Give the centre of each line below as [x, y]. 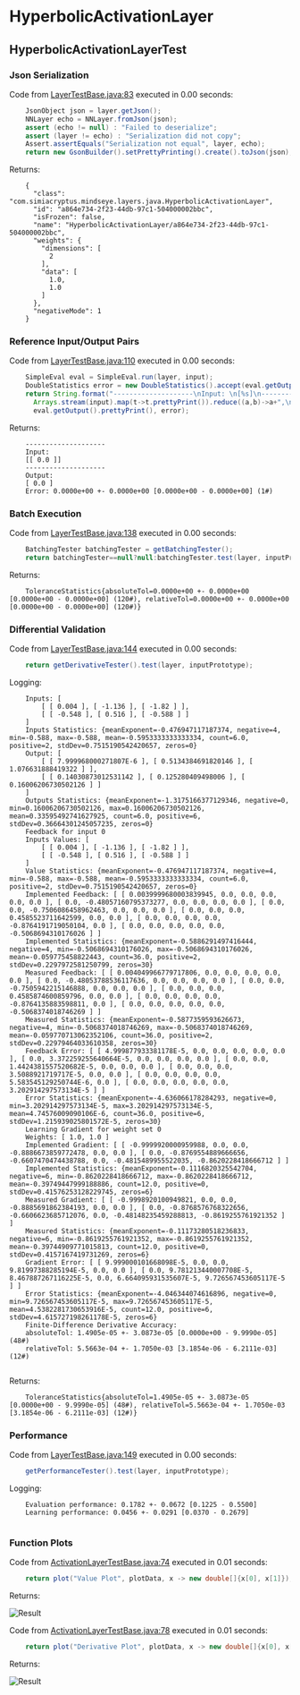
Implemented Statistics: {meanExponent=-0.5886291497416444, [141, 941]
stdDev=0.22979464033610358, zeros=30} [83, 1043]
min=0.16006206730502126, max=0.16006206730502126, [107, 809]
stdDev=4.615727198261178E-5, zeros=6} [83, 1317]
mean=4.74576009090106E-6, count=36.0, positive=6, [107, 1114]
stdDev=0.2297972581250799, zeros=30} [81, 965]
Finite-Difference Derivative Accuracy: [101, 1325]
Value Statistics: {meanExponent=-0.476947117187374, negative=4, [151, 871]
